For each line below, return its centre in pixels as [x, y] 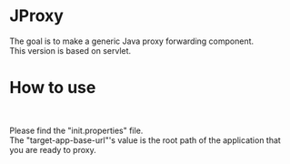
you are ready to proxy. [53, 149]
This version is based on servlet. [70, 50]
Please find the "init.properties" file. [76, 130]
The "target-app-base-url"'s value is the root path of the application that [145, 140]
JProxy [36, 16]
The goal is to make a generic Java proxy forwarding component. [132, 41]
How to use [53, 88]
